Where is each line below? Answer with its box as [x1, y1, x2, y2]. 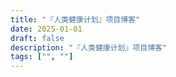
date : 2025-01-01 [10, 24, 83, 34]
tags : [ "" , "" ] [10, 52, 74, 62]
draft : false [10, 33, 65, 43]
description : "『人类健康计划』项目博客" [10, 42, 168, 53]
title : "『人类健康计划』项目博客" [10, 14, 141, 25]
